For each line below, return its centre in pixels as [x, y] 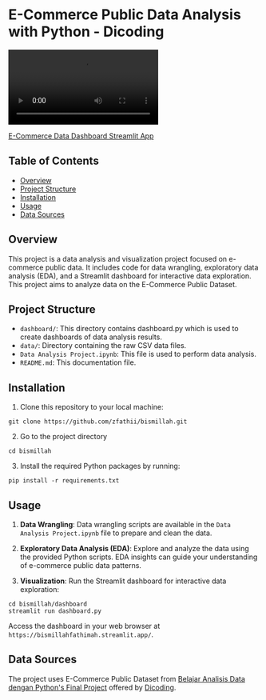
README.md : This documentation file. [78, 362]
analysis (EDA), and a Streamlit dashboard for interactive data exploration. [130, 276]
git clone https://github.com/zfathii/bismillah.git [98, 422]
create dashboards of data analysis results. [91, 337]
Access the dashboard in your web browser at [84, 626]
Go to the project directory [64, 437]
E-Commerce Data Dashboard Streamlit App [81, 136]
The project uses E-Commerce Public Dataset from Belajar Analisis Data [127, 678]
